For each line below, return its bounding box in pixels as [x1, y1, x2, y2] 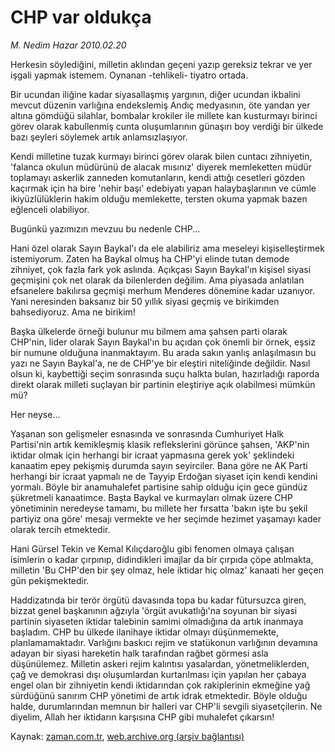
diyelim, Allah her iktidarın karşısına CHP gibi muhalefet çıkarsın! [10, 711, 275, 723]
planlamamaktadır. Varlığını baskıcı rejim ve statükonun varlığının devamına [10, 636, 318, 648]
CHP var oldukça [10, 6, 152, 29]
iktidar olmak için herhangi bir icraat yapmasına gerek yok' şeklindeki [10, 449, 295, 461]
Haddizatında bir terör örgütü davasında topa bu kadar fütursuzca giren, [10, 594, 307, 606]
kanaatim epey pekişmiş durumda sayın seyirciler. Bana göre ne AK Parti [10, 459, 308, 471]
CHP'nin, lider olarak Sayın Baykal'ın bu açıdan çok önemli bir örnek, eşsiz [10, 336, 317, 348]
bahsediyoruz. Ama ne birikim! [10, 306, 136, 318]
